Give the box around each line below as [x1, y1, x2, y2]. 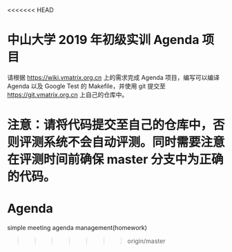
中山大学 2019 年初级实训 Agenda [7, 32, 200, 48]
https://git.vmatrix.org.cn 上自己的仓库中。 [7, 90, 128, 98]
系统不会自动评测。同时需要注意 [43, 134, 226, 150]
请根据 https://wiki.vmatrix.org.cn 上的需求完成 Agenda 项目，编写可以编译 [7, 73, 220, 81]
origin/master [127, 237, 166, 245]
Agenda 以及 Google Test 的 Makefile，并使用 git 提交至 [7, 82, 166, 90]
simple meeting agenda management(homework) [7, 224, 147, 232]
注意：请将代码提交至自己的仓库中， [7, 117, 213, 133]
